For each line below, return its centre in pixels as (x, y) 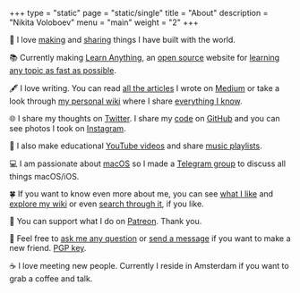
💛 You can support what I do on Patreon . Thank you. (106, 221)
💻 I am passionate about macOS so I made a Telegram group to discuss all (148, 163)
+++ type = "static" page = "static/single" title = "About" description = (139, 13)
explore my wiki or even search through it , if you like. (107, 204)
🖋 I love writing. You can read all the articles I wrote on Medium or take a (145, 88)
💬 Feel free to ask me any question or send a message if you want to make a (150, 239)
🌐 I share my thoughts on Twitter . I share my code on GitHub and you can (145, 118)
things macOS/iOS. (44, 176)
